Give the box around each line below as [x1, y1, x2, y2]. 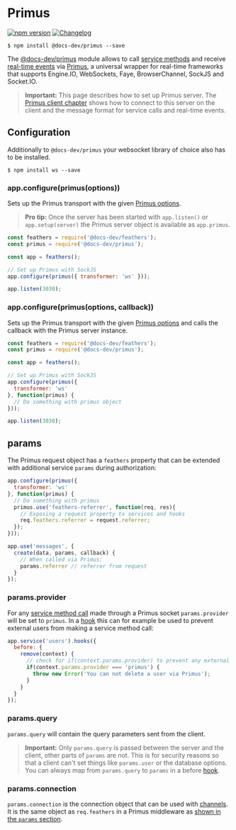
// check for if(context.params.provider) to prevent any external [26, 657, 230, 664]
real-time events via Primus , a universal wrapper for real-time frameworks [7, 62, 223, 70]
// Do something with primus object [13, 398, 122, 405]
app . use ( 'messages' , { [7, 543, 74, 550]
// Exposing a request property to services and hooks [20, 510, 186, 517]
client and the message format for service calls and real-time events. [24, 106, 226, 114]
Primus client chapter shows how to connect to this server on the [24, 98, 215, 107]
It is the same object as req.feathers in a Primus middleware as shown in [7, 807, 221, 816]
